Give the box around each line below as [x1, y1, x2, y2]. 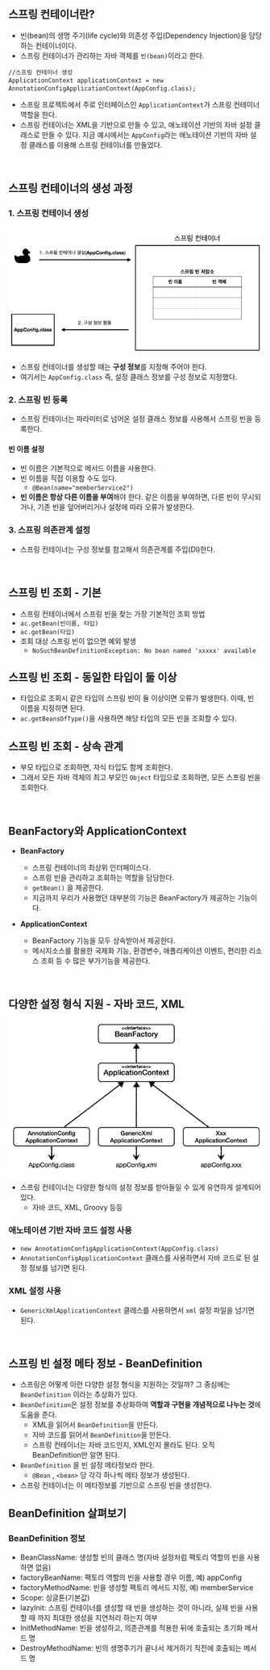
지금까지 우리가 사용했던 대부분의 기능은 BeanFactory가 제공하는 [31, 892, 236, 902]
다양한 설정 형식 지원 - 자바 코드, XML [8, 997, 185, 1011]
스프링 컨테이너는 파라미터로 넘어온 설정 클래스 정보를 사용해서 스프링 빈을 [19, 414, 253, 424]
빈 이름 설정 [8, 444, 45, 453]
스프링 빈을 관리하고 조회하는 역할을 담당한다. [31, 872, 175, 882]
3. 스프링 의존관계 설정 [8, 524, 91, 536]
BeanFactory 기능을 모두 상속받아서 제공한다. [31, 935, 176, 946]
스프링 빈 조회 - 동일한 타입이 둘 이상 [8, 670, 177, 684]
